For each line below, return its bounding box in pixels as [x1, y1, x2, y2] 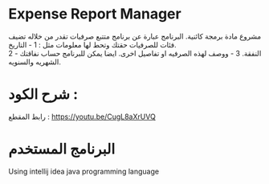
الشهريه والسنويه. [8, 57, 62, 67]
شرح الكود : [8, 85, 79, 104]
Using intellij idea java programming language [8, 166, 159, 176]
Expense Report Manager [8, 5, 182, 23]
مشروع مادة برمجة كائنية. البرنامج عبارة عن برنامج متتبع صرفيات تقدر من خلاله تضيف [8, 31, 262, 41]
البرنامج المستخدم [8, 140, 116, 158]
